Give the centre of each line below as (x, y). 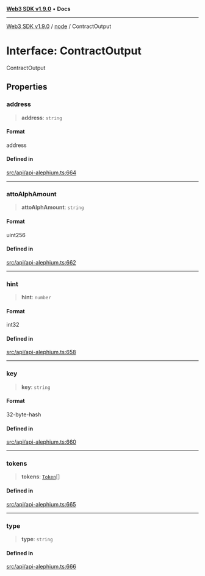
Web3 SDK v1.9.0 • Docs (38, 9)
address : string (41, 118)
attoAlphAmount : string (52, 207)
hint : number (36, 297)
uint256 (16, 235)
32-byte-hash (24, 414)
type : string (37, 539)
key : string (36, 387)
